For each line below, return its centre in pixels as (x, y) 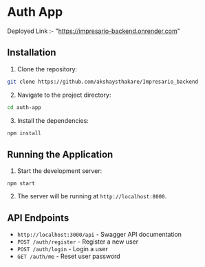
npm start (21, 184)
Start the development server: (60, 171)
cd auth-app (24, 107)
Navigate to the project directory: (64, 95)
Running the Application (60, 154)
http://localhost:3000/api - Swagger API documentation (99, 234)
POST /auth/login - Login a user (63, 249)
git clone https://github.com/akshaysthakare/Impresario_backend (102, 82)
